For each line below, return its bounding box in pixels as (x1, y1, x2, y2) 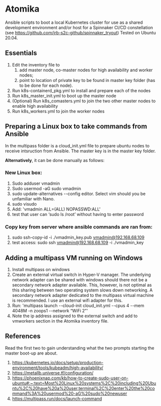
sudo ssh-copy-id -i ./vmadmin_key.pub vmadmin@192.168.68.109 (12, 234, 145, 241)
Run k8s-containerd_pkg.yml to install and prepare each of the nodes (12, 87, 151, 93)
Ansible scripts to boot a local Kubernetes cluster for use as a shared (5, 19, 143, 25)
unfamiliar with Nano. (12, 195, 55, 202)
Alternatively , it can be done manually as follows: (5, 157, 105, 163)
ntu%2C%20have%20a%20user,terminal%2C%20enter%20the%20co (12, 385, 155, 391)
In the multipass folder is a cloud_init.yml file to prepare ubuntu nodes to (5, 143, 150, 148)
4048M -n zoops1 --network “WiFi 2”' (12, 308, 88, 313)
